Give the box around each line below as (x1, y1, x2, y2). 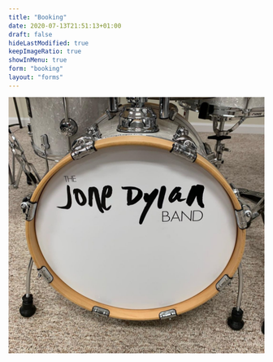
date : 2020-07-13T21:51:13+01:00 (8, 21, 122, 30)
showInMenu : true (8, 56, 67, 64)
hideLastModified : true (8, 39, 89, 47)
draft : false (8, 30, 53, 38)
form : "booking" (8, 65, 63, 73)
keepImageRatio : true (8, 47, 82, 56)
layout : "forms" (8, 73, 63, 81)
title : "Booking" (8, 13, 67, 21)
